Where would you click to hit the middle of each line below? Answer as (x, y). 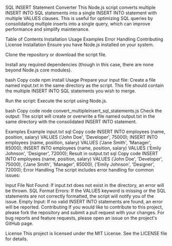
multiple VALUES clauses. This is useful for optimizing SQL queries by (79, 18)
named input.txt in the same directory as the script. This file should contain (85, 85)
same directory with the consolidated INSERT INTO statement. (71, 122)
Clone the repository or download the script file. (56, 54)
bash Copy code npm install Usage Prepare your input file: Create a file (80, 80)
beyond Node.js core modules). (39, 70)
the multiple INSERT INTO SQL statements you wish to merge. (71, 91)
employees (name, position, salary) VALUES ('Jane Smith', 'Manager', (78, 143)
